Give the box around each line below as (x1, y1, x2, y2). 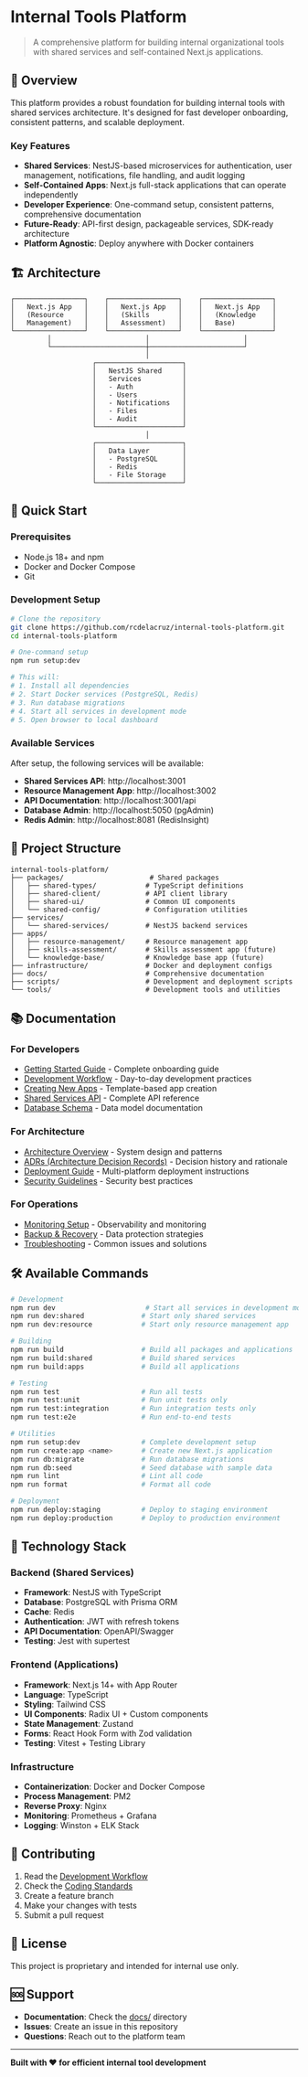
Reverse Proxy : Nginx (23, 1801, 108, 1812)
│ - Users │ (91, 390, 186, 399)
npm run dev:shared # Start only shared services (10, 1312, 257, 1321)
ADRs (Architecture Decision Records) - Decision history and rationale (23, 1156, 288, 1166)
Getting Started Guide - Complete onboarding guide (23, 1063, 219, 1075)
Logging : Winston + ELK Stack (23, 1820, 140, 1831)
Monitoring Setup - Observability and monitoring (23, 1219, 207, 1230)
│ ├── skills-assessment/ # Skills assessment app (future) (10, 944, 277, 954)
